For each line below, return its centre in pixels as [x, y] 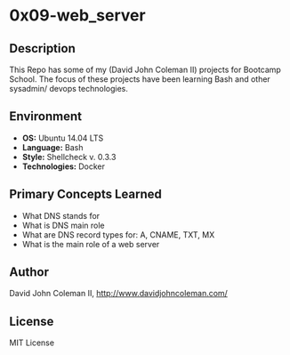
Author [29, 272]
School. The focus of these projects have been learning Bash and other [140, 79]
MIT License [32, 343]
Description [42, 48]
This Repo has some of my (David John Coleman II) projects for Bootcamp [145, 69]
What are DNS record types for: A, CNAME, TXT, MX [118, 234]
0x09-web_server [77, 16]
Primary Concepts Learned [85, 194]
